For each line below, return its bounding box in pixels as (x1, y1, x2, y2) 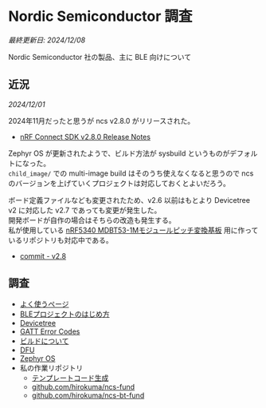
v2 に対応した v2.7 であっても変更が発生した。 (8, 205, 162, 215)
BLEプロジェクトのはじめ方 (19, 309, 110, 319)
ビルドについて (19, 336, 69, 346)
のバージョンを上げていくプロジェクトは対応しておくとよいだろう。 (8, 178, 231, 188)
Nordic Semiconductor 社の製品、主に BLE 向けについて (8, 52, 192, 61)
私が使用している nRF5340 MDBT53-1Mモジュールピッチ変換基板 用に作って (8, 225, 259, 235)
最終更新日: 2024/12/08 (8, 35, 86, 45)
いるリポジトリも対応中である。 (8, 235, 113, 244)
